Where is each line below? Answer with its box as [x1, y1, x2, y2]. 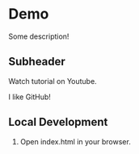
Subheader [8, 55, 66, 69]
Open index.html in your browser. [19, 136, 131, 146]
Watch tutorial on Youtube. [8, 76, 97, 85]
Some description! [8, 31, 69, 41]
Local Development [8, 115, 108, 129]
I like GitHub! [8, 92, 51, 102]
